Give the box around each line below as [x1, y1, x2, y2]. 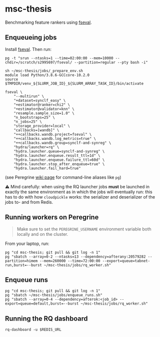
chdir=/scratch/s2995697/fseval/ [5, 60, 73, 65]
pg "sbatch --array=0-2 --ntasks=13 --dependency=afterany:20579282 [5, 254, 146, 259]
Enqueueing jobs [5, 33, 57, 42]
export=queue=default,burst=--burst [5, 301, 79, 306]
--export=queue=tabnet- [102, 258, 150, 263]
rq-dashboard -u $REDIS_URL [5, 327, 62, 332]
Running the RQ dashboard [5, 314, 88, 322]
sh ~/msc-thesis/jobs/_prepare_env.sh [5, 68, 83, 73]
